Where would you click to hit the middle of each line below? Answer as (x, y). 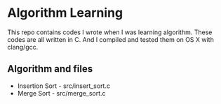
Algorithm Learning (65, 13)
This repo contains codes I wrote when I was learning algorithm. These (110, 32)
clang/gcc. (23, 47)
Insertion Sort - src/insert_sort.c (64, 86)
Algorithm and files (50, 69)
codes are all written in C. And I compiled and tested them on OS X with (110, 39)
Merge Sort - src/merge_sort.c (62, 93)
